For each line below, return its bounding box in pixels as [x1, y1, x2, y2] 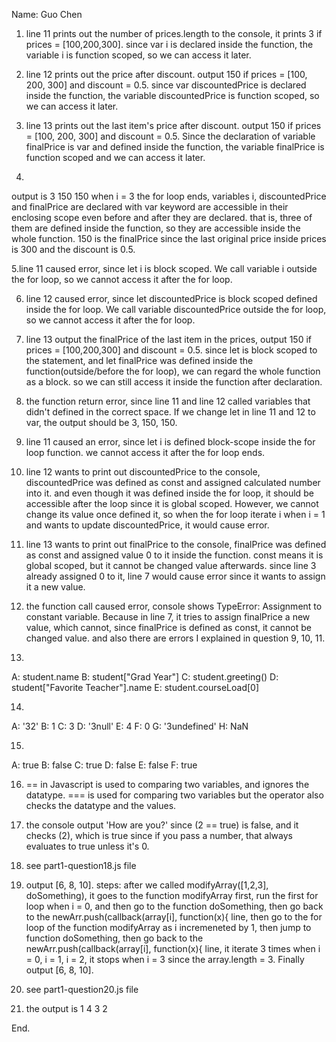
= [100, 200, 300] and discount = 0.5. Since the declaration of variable [25, 130, 316, 142]
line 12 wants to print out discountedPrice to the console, [25, 466, 261, 478]
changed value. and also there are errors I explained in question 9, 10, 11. [25, 632, 326, 644]
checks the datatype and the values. [25, 800, 177, 811]
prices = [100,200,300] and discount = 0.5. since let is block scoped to [25, 344, 318, 356]
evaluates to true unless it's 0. [25, 840, 150, 852]
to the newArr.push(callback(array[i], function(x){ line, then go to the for [25, 911, 323, 923]
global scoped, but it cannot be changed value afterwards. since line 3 [25, 560, 317, 571]
